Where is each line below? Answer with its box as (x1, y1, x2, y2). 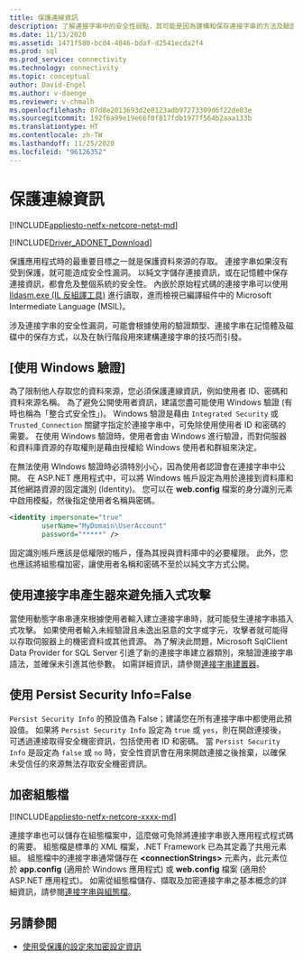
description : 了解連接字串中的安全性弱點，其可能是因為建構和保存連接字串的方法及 (9, 22, 284, 31)
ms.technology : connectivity (9, 64, 119, 73)
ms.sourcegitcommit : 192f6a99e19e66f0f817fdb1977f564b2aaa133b (9, 114, 252, 123)
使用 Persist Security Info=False (9, 688, 192, 703)
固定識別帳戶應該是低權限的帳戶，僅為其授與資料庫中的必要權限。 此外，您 (9, 548, 289, 558)
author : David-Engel (9, 80, 87, 89)
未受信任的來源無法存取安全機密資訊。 (9, 758, 151, 769)
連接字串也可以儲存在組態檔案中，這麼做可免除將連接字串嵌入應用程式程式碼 (9, 830, 294, 841)
